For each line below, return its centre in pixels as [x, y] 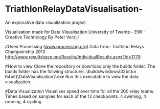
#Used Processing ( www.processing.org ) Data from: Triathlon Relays [75, 46]
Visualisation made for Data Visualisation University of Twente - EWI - [75, 32]
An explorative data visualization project [46, 22]
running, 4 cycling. [24, 101]
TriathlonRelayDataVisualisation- [74, 9]
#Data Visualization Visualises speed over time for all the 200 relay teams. [80, 91]
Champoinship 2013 [25, 52]
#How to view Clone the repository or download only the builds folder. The [80, 66]
